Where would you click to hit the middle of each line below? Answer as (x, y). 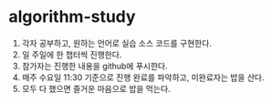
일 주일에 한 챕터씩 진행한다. (72, 54)
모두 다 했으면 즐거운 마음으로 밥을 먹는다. (96, 88)
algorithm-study (72, 17)
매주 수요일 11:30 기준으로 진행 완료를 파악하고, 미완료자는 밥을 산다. (143, 77)
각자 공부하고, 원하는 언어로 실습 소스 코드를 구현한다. (116, 43)
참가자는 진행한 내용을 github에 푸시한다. (94, 66)
